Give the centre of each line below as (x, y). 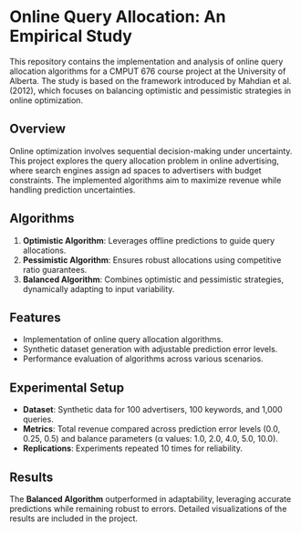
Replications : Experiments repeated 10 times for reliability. (133, 448)
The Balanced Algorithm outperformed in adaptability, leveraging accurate (150, 499)
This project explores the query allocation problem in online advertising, (145, 161)
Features (35, 317)
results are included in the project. (74, 518)
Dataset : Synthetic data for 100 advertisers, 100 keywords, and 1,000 (152, 410)
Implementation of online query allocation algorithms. (123, 340)
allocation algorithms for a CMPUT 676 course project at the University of (148, 71)
